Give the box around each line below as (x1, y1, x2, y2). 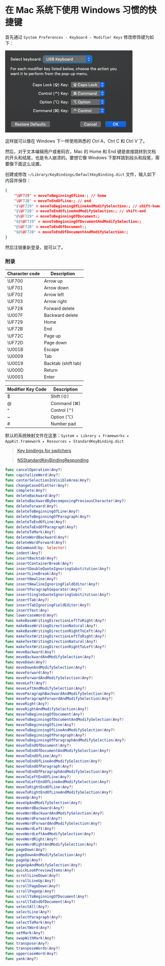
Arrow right (44, 298, 67, 304)
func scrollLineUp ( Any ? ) (5, 879, 56, 884)
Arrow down (44, 285, 69, 291)
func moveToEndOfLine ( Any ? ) (5, 753, 63, 759)
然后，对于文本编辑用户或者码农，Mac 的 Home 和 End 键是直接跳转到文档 (5, 149, 156, 154)
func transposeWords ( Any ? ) (5, 946, 60, 951)
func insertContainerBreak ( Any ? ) (5, 561, 74, 566)
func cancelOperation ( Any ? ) (5, 467, 63, 472)
